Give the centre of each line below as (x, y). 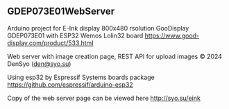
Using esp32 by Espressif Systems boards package (81, 77)
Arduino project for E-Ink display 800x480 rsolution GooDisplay (98, 28)
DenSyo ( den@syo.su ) (39, 64)
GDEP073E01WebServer (61, 11)
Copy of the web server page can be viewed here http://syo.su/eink (104, 98)
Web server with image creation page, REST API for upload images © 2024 (114, 56)
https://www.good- (172, 35)
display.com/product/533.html (50, 43)
